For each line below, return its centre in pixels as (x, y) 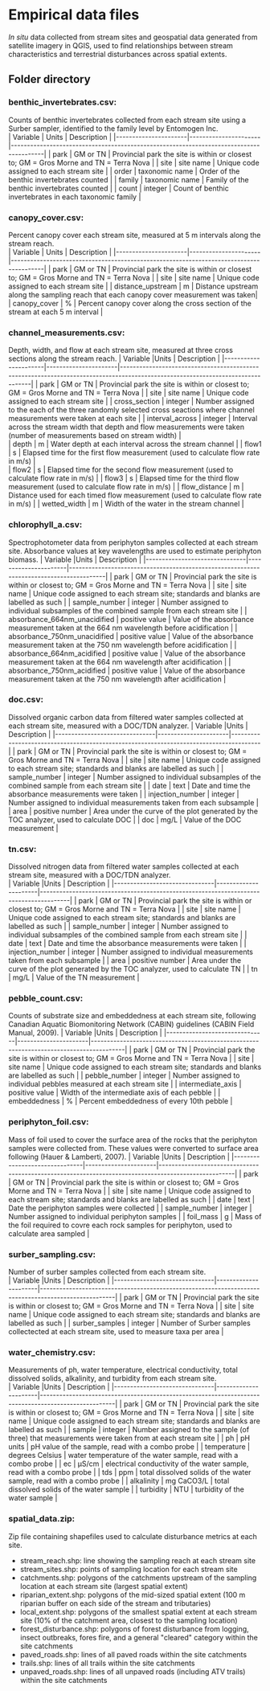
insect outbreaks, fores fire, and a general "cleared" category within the (139, 1637)
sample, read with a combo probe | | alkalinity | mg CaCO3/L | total (119, 1481)
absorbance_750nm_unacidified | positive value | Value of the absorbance (131, 636)
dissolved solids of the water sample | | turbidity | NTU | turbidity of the (127, 1489)
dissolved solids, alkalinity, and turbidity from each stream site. (112, 1378)
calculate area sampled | (49, 1233)
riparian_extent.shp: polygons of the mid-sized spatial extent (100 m (133, 1595)
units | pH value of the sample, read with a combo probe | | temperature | (129, 1447)
